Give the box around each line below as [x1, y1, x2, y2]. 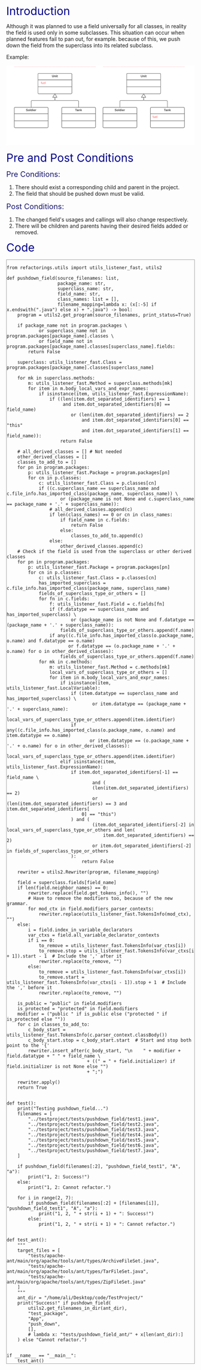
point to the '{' [7, 1043, 50, 1049]
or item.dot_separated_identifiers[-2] [92, 843, 191, 849]
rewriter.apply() [17, 1079, 61, 1085]
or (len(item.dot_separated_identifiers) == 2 [71, 412, 189, 418]
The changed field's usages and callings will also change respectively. [14, 216, 189, 223]
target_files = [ [17, 1247, 61, 1253]
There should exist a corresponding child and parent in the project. [14, 184, 180, 191]
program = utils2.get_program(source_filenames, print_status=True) [17, 312, 191, 318]
